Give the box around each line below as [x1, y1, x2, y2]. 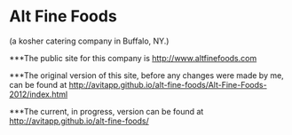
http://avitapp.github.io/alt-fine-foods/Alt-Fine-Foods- [68, 79, 268, 90]
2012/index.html [9, 89, 68, 99]
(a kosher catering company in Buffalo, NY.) [9, 36, 170, 46]
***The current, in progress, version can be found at [9, 106, 204, 116]
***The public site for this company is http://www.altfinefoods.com [9, 52, 257, 63]
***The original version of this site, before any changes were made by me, [9, 69, 284, 81]
